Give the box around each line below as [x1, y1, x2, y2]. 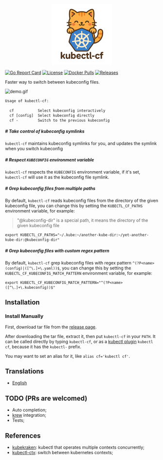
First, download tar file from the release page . [5, 324, 97, 330]
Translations [5, 367, 44, 375]
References [5, 431, 41, 440]
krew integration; [12, 412, 46, 418]
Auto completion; [12, 407, 47, 413]
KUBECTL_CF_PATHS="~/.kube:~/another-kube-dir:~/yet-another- [20, 232, 149, 237]
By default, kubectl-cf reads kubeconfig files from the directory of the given [5, 197, 159, 203]
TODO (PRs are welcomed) [5, 394, 88, 402]
